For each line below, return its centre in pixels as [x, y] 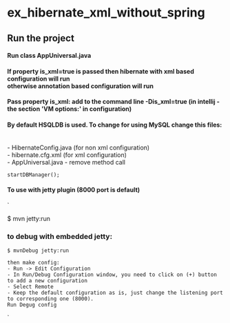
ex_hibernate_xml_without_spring [106, 13]
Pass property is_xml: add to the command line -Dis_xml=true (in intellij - [114, 102]
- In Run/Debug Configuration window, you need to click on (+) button [112, 275]
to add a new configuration [48, 281]
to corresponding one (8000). [51, 299]
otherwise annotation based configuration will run [80, 86]
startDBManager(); [33, 175]
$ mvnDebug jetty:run [38, 251]
